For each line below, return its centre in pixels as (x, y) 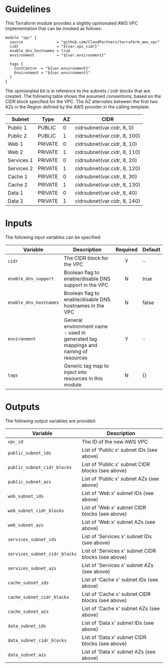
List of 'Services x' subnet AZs (117, 565)
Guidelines (28, 9)
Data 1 (15, 193)
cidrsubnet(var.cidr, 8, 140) (108, 201)
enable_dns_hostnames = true (40, 51)
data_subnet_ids (27, 626)
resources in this (83, 378)
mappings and (80, 345)
